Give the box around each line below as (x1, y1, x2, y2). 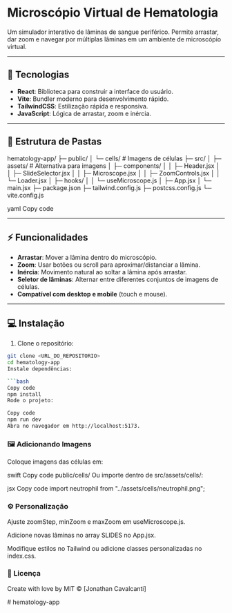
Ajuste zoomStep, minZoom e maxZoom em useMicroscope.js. (7, 517, 186, 526)
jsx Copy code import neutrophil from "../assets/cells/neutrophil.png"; (7, 484, 205, 493)
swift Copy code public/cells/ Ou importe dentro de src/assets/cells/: (7, 471, 204, 480)
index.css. (7, 551, 37, 560)
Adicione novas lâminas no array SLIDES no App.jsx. (7, 531, 157, 539)
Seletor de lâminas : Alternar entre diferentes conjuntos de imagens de (17, 275, 219, 284)
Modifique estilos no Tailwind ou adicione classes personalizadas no (7, 544, 202, 552)
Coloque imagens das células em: (7, 458, 104, 466)
